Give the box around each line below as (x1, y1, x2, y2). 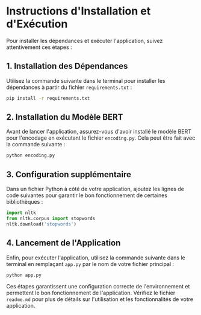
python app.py (6, 272, 42, 278)
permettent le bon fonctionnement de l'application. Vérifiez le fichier (6, 289, 176, 297)
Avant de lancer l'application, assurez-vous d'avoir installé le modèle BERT (6, 128, 191, 135)
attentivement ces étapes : (6, 44, 72, 51)
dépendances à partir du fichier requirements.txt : (6, 83, 132, 91)
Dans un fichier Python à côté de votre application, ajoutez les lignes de (6, 186, 185, 193)
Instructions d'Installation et (6, 4, 151, 18)
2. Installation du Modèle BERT (6, 112, 123, 122)
